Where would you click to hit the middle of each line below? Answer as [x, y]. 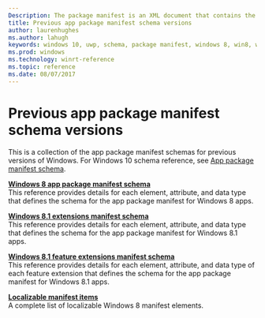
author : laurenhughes [44, 30]
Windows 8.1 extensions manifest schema [78, 216]
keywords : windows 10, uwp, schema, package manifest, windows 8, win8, [130, 45]
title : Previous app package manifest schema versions [100, 23]
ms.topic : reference [42, 67]
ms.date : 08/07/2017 [42, 74]
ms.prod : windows [37, 52]
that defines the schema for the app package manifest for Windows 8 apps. [131, 200]
